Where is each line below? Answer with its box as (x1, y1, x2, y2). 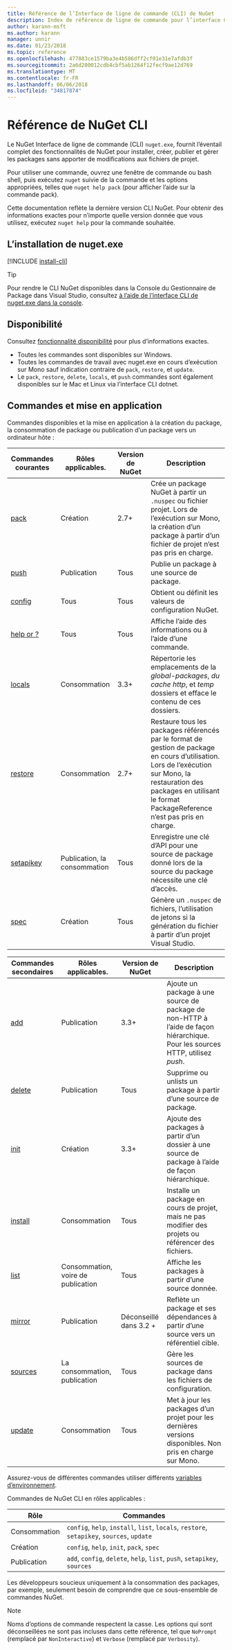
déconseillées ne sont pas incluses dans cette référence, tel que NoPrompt (7, 1627, 217, 1635)
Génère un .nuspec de (151, 895, 222, 905)
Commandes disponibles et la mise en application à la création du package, (7, 418, 222, 427)
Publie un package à (151, 559, 217, 569)
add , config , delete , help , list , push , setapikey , (66, 1553, 219, 1563)
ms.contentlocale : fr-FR (7, 74, 79, 82)
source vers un (166, 1329, 215, 1339)
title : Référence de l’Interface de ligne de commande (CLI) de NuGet (7, 10, 215, 17)
